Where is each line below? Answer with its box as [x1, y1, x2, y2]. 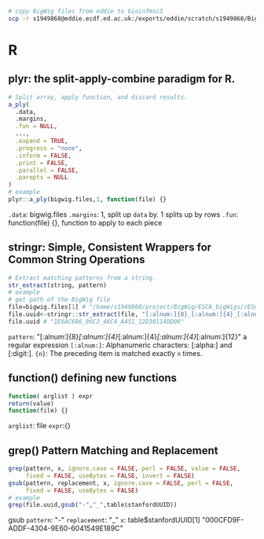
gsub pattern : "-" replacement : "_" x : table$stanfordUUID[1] [8, 515, 200, 525]
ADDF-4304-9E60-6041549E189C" [8, 523, 123, 533]
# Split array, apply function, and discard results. [8, 93, 189, 101]
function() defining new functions [8, 372, 178, 385]
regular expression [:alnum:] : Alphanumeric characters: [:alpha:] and [8, 340, 233, 350]
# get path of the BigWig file [8, 295, 111, 304]
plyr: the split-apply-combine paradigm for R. [8, 72, 236, 86]
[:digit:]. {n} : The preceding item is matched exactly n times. [8, 348, 203, 357]
